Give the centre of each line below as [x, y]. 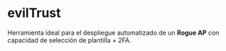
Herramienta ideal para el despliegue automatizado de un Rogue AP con [113, 33]
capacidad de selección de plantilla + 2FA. [69, 40]
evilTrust [34, 13]
